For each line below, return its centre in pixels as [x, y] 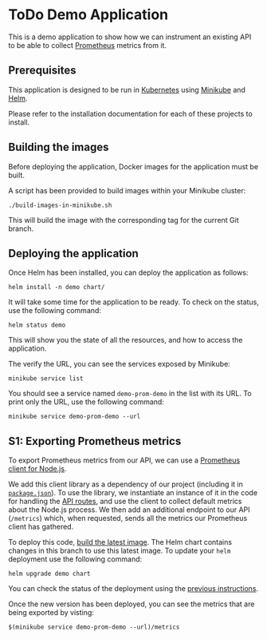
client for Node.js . [37, 469]
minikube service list [46, 379]
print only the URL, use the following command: [86, 402]
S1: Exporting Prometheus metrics [95, 441]
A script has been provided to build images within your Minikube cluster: [127, 190]
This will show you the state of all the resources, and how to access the [126, 340]
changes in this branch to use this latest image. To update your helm [120, 551]
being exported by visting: [51, 613]
